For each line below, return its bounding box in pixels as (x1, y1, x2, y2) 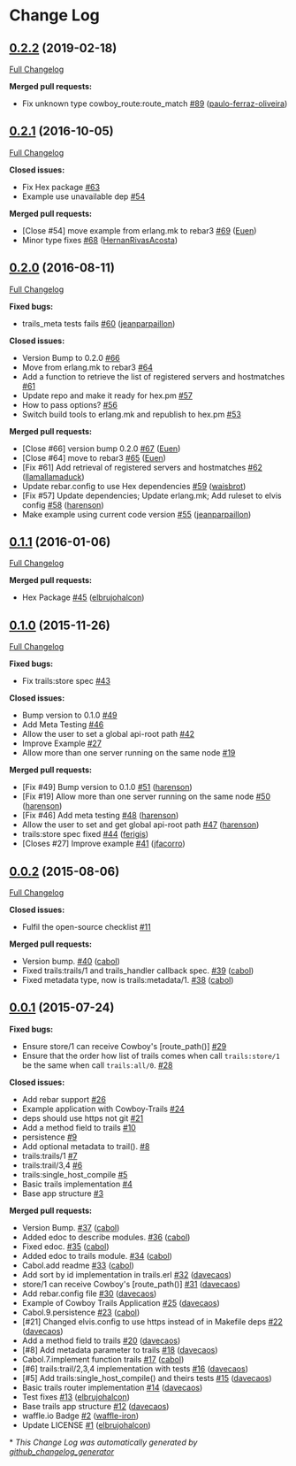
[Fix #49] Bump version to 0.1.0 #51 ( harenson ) (21, 782, 193, 793)
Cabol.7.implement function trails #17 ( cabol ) (21, 1354, 185, 1364)
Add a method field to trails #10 (21, 1122, 137, 1132)
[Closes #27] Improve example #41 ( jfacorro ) (21, 838, 186, 849)
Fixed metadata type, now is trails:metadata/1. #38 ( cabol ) (21, 975, 234, 986)
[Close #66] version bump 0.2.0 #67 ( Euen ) (21, 443, 181, 454)
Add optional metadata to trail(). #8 (21, 1140, 150, 1151)
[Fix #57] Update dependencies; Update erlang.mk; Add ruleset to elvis (21, 490, 282, 501)
